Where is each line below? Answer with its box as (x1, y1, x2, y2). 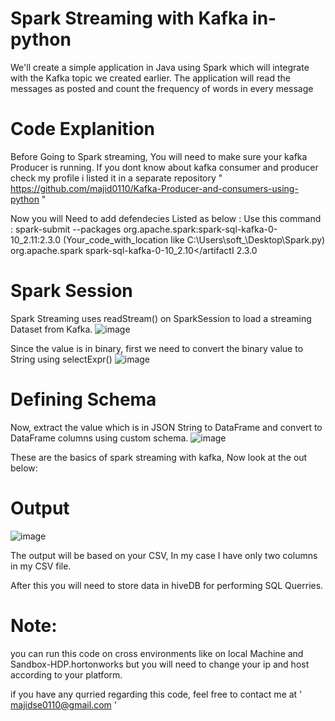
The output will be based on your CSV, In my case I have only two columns (10, 549, 318, 561)
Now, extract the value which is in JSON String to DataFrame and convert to (10, 421, 323, 433)
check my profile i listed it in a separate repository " (10, 172, 223, 184)
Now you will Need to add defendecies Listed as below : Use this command (10, 212, 322, 224)
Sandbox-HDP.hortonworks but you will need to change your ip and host (10, 658, 310, 670)
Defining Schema (10, 388, 157, 411)
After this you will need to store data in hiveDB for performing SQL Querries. (10, 579, 324, 591)
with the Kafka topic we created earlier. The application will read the (10, 72, 291, 84)
